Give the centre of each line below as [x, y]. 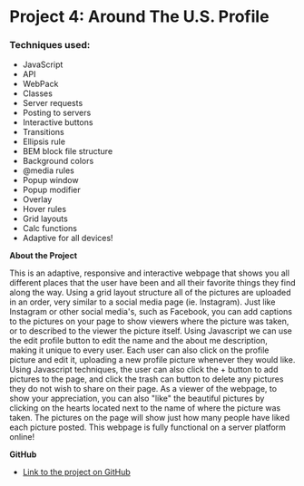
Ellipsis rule [44, 141]
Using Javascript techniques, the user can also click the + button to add [144, 370]
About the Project [44, 256]
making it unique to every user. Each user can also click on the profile [139, 350]
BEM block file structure [68, 151]
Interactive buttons [58, 122]
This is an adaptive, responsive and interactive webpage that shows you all [150, 273]
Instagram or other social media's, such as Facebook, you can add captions [151, 312]
